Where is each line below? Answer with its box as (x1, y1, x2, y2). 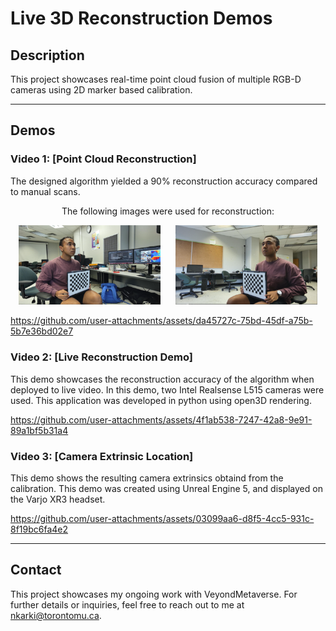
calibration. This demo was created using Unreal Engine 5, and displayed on (10, 483, 323, 495)
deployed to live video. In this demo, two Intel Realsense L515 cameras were (10, 383, 325, 396)
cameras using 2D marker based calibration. (10, 84, 193, 96)
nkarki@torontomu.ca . (10, 609, 102, 621)
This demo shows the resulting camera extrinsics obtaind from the (10, 472, 284, 484)
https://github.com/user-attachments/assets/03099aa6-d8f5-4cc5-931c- (10, 513, 315, 525)
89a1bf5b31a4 (10, 424, 69, 436)
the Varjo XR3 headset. (10, 493, 106, 506)
